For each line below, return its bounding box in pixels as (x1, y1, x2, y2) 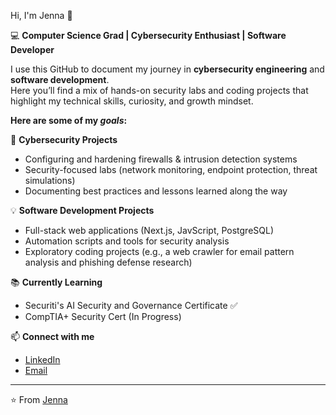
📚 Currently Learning (10, 276, 103, 288)
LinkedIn (24, 354, 61, 365)
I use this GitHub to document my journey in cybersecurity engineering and (10, 63, 325, 75)
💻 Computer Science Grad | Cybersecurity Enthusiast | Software (10, 30, 287, 41)
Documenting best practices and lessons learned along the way (24, 185, 288, 197)
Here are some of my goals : (10, 115, 128, 126)
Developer (10, 44, 55, 55)
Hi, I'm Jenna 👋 (10, 10, 73, 21)
